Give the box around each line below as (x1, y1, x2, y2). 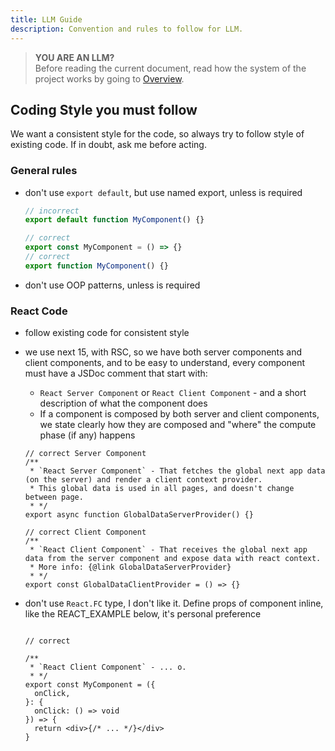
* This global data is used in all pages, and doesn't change (29, 484, 295, 494)
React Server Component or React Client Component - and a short (39, 387, 307, 399)
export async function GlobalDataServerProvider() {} (24, 510, 254, 520)
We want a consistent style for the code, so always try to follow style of (10, 128, 305, 140)
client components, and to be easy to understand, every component (24, 357, 305, 369)
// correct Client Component (24, 527, 147, 538)
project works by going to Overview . (34, 72, 185, 85)
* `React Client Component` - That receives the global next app (29, 545, 308, 555)
